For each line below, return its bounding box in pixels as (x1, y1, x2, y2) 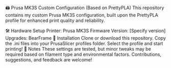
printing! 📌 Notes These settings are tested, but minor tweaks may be (5, 46, 152, 52)
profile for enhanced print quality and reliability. (5, 17, 105, 24)
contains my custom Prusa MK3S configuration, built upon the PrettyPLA (5, 12, 158, 18)
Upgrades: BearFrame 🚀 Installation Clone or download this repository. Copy (5, 35, 166, 41)
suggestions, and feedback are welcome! (5, 57, 92, 63)
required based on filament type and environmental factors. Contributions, (5, 51, 162, 57)
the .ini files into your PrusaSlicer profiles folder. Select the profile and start (5, 40, 163, 47)
